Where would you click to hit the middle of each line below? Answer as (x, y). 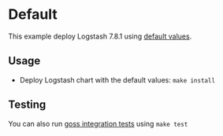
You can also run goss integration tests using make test (98, 123)
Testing (27, 105)
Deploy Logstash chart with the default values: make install (117, 79)
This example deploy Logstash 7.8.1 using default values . (100, 36)
